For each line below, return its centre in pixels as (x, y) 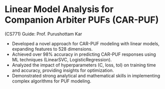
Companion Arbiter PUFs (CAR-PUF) (82, 20)
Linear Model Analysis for (59, 9)
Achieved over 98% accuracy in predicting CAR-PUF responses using (84, 54)
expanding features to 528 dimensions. (52, 49)
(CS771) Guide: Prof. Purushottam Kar (43, 34)
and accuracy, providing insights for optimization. (63, 70)
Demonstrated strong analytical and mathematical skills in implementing (86, 75)
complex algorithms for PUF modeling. (51, 81)
